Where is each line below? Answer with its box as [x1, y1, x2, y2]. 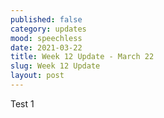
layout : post [10, 71, 65, 81]
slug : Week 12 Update [10, 61, 101, 71]
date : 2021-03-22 [10, 42, 83, 53]
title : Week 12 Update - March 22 [10, 52, 155, 62]
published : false [10, 14, 83, 25]
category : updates [10, 24, 87, 34]
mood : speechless [10, 33, 83, 43]
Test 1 [10, 97, 35, 110]
